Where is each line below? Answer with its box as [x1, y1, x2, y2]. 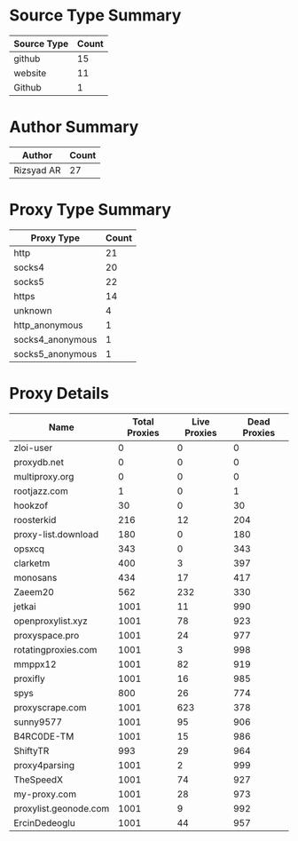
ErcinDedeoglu [13, 816, 75, 829]
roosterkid [13, 513, 57, 526]
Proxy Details [9, 384, 109, 403]
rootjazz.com [13, 485, 68, 497]
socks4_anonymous [13, 333, 98, 345]
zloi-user [13, 441, 53, 454]
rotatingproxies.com [13, 643, 98, 655]
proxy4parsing [13, 758, 75, 771]
